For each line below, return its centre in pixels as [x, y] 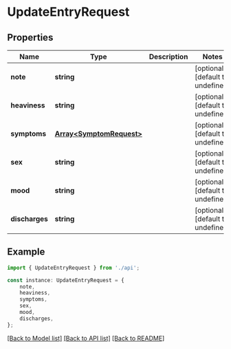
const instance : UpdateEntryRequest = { [66, 280]
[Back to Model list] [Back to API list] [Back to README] [86, 338]
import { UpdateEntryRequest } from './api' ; [73, 268]
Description [168, 57]
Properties [30, 38]
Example [26, 252]
